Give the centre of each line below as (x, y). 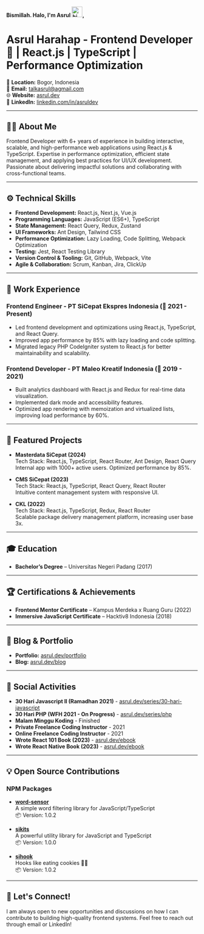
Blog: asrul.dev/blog (40, 662)
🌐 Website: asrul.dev (33, 95)
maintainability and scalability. (53, 353)
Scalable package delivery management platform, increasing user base (104, 516)
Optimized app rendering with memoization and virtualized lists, (95, 409)
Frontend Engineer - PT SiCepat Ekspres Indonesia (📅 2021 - (97, 306)
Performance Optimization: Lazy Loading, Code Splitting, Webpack (100, 239)
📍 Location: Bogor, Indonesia (43, 82)
